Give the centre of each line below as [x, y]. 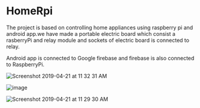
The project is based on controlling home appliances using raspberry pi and [100, 27]
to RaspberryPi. [25, 64]
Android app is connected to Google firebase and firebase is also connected [100, 58]
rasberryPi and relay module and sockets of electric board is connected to [98, 40]
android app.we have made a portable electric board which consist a [91, 33]
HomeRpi [29, 11]
